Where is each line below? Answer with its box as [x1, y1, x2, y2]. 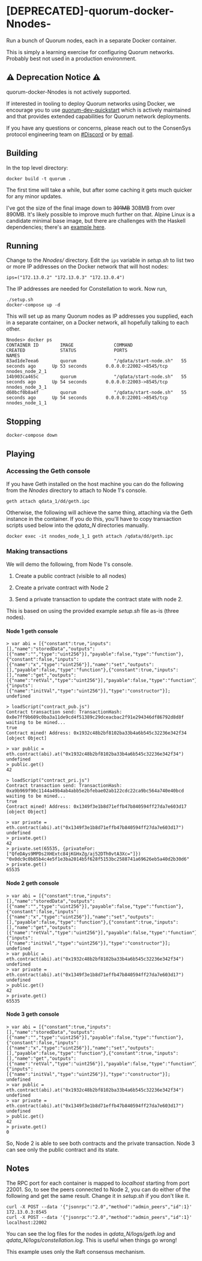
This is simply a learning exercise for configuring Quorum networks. [6, 48, 174, 55]
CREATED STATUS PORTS [6, 347, 128, 354]
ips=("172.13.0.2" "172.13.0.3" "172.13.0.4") [6, 275, 125, 281]
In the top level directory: [6, 164, 69, 171]
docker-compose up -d [6, 302, 61, 308]
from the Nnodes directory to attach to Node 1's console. [6, 487, 147, 494]
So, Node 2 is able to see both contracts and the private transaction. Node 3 [6, 1140, 195, 1147]
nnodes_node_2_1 [6, 368, 47, 375]
